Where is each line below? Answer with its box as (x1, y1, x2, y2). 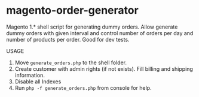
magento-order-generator (6, 4, 139, 17)
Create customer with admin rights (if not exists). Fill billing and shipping (14, 65, 193, 72)
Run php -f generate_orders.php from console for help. (14, 84, 152, 91)
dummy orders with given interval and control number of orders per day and (6, 29, 194, 36)
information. (14, 71, 45, 79)
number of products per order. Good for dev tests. (6, 36, 130, 43)
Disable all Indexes (14, 78, 62, 85)
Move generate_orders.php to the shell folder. (14, 59, 127, 66)
